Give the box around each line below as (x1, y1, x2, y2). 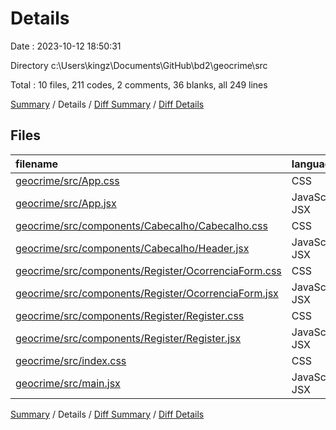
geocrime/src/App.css (15, 173, 120, 187)
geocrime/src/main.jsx (15, 376, 121, 390)
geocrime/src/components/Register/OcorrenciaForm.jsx (15, 286, 279, 300)
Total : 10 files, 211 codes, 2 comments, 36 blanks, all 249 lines (10, 78, 268, 91)
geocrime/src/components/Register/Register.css (15, 308, 245, 322)
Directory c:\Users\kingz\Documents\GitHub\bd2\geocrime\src (10, 59, 268, 71)
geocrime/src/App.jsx (15, 196, 117, 210)
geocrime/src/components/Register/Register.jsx (15, 331, 242, 345)
